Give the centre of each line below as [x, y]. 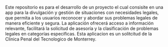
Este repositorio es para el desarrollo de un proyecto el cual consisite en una [84, 7]
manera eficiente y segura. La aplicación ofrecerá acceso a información [79, 23]
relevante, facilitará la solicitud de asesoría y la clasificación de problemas [82, 28]
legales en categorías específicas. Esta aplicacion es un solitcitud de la [78, 34]
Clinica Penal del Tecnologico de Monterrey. [51, 39]
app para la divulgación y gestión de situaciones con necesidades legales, [82, 12]
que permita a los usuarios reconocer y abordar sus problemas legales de [81, 18]
